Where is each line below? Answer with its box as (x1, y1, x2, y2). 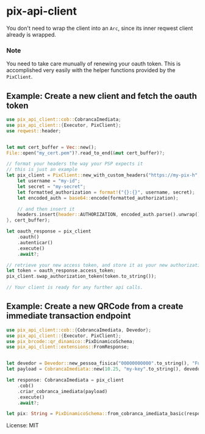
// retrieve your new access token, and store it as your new (6, 262, 168, 268)
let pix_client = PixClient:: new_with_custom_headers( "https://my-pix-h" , (6, 172, 201, 178)
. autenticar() (17, 239, 53, 245)
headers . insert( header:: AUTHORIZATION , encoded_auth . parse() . (17, 212, 179, 218)
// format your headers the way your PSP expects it (6, 161, 143, 167)
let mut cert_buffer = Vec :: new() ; (6, 144, 97, 150)
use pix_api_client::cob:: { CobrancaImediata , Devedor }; (6, 327, 151, 333)
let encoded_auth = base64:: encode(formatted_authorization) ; (17, 195, 179, 201)
